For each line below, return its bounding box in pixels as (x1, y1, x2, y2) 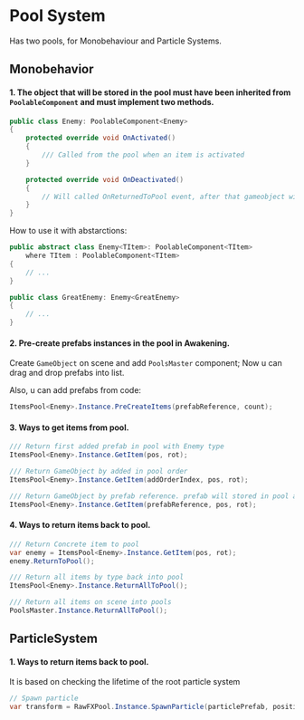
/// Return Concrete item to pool (9, 540, 140, 549)
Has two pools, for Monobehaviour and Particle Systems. (9, 35, 222, 46)
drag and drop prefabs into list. (9, 368, 125, 379)
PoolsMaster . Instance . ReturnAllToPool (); (9, 606, 168, 616)
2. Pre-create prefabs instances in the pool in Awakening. (9, 337, 231, 349)
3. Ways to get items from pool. (9, 422, 129, 433)
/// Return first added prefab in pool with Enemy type (9, 442, 224, 451)
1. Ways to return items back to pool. (9, 656, 149, 667)
